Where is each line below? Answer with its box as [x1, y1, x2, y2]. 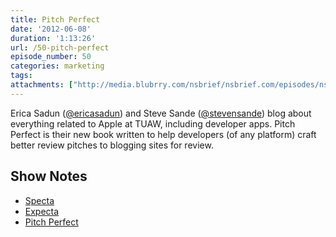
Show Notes [10, 168, 88, 185]
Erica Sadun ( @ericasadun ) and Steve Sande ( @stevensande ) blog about [10, 107, 312, 119]
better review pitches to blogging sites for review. [10, 139, 214, 151]
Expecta [24, 205, 60, 217]
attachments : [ [10, 80, 74, 90]
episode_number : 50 [10, 52, 92, 62]
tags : [10, 71, 33, 81]
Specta [24, 194, 55, 206]
